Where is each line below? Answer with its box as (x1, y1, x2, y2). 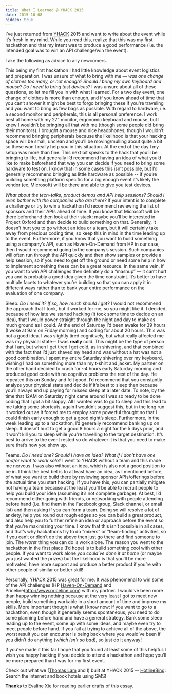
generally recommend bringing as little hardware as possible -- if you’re (5, 171, 158, 177)
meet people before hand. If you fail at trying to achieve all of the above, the (5, 626, 166, 632)
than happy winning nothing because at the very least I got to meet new (5, 593, 158, 599)
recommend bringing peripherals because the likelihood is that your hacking (5, 133, 167, 139)
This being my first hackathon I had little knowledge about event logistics (5, 67, 160, 73)
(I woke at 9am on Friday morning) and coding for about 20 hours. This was (5, 327, 165, 334)
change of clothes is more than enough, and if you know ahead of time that (5, 95, 164, 101)
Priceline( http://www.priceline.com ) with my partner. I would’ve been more (5, 588, 163, 594)
